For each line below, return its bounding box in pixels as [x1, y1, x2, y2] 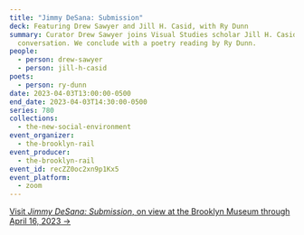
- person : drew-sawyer [17, 55, 103, 64]
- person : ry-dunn [17, 80, 88, 89]
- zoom [17, 182, 43, 191]
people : [9, 47, 39, 56]
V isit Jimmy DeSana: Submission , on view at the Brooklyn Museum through [9, 206, 290, 217]
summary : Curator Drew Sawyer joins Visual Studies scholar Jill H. [9, 30, 273, 39]
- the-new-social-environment [17, 123, 131, 132]
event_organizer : [9, 131, 75, 140]
